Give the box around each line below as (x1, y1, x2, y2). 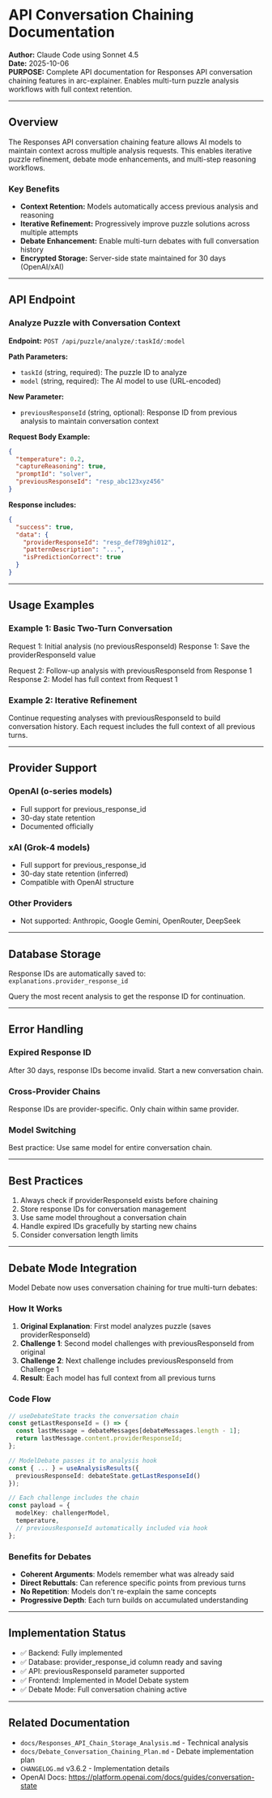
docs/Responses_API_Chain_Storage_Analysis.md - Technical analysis (19, 1737, 249, 1747)
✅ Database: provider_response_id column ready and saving (19, 1657, 223, 1666)
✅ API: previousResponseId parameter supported (19, 1666, 185, 1675)
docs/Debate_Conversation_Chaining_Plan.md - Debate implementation (19, 1746, 254, 1756)
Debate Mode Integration (8, 1261, 138, 1275)
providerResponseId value (8, 649, 96, 659)
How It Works (8, 1303, 63, 1314)
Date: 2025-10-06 (8, 58, 70, 68)
